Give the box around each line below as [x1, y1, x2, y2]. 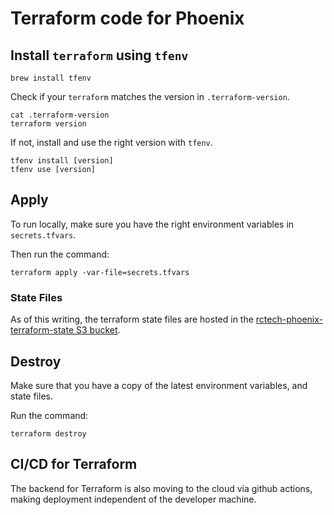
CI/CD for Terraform [10, 456, 138, 473]
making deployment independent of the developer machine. [10, 493, 257, 505]
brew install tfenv [10, 73, 92, 83]
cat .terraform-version [10, 110, 110, 120]
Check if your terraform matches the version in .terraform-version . [10, 91, 290, 102]
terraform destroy [10, 428, 87, 439]
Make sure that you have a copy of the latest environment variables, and [10, 379, 308, 391]
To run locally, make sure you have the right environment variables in [10, 218, 295, 230]
